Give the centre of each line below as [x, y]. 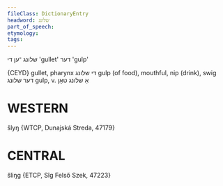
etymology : [23, 33]
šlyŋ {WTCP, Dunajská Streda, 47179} [61, 128]
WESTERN [38, 108]
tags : [15, 40]
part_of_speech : [31, 26]
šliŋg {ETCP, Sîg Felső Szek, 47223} [59, 175]
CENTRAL [36, 156]
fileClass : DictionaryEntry [48, 14]
